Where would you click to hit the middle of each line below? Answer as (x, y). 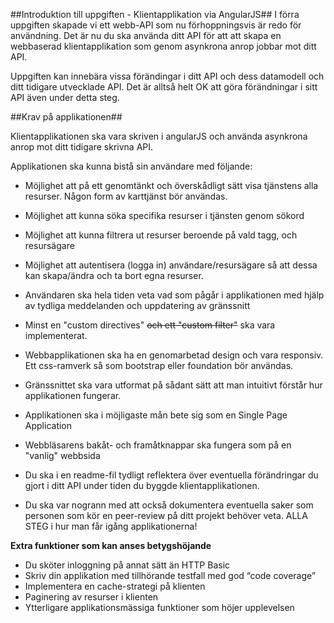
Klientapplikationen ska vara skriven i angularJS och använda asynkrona (159, 136)
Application (48, 425)
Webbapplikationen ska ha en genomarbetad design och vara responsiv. (174, 355)
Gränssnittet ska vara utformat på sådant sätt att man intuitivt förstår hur (173, 385)
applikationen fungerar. (73, 395)
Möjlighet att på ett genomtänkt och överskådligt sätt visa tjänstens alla (171, 185)
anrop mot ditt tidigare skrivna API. (82, 147)
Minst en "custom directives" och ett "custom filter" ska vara (150, 325)
